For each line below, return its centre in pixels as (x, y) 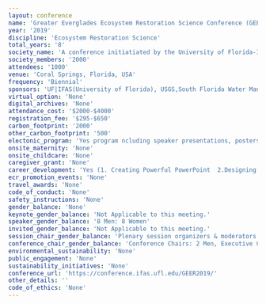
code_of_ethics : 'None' (47, 288)
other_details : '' (38, 281)
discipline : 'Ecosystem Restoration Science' (84, 38)
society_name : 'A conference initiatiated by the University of (116, 52)
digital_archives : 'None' (51, 104)
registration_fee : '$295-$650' (60, 119)
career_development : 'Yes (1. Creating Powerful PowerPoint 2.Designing (133, 170)
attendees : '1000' (38, 67)
